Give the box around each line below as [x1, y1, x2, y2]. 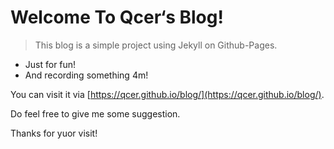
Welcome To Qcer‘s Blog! [10, 6, 224, 29]
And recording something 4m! [24, 69, 149, 81]
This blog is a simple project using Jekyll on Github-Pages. [34, 39, 278, 51]
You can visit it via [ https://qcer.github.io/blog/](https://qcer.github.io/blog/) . [10, 88, 325, 100]
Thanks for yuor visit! [10, 127, 98, 139]
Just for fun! [24, 58, 77, 70]
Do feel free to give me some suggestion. [10, 107, 181, 120]
